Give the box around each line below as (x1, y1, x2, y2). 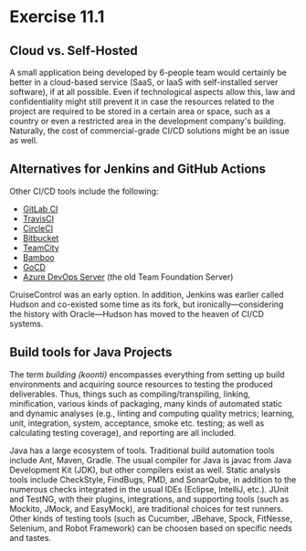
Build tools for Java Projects (9, 344, 173, 360)
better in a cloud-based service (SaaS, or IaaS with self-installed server (9, 77, 279, 88)
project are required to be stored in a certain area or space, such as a (9, 106, 271, 116)
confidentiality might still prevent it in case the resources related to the (9, 96, 275, 107)
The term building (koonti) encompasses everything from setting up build (9, 368, 285, 380)
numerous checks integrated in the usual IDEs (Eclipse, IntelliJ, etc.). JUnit (9, 483, 290, 494)
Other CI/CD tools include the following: (9, 185, 159, 196)
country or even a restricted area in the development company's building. (9, 116, 286, 126)
